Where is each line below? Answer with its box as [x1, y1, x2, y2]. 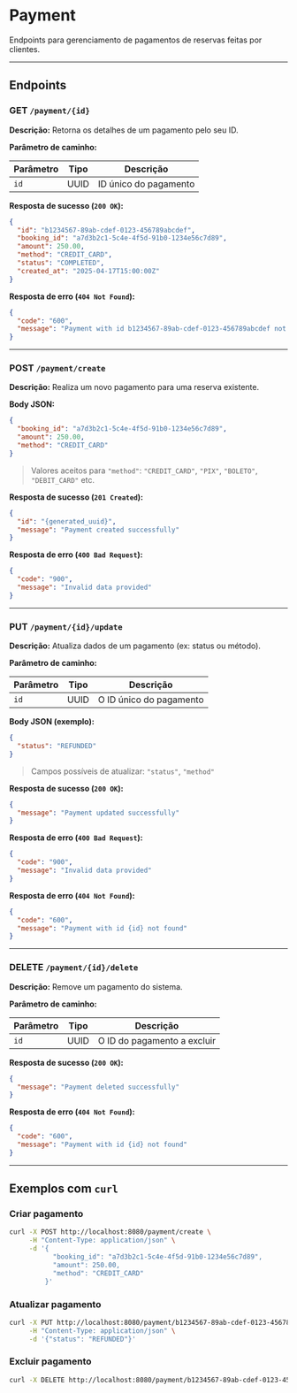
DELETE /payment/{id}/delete [9, 961, 139, 974]
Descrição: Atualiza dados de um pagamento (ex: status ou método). [9, 640, 261, 651]
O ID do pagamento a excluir [97, 1034, 217, 1046]
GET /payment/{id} [9, 104, 90, 117]
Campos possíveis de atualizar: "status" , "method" [30, 766, 215, 777]
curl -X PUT [9, 1318, 53, 1327]
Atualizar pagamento [9, 1297, 102, 1310]
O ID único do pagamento [97, 693, 205, 706]
